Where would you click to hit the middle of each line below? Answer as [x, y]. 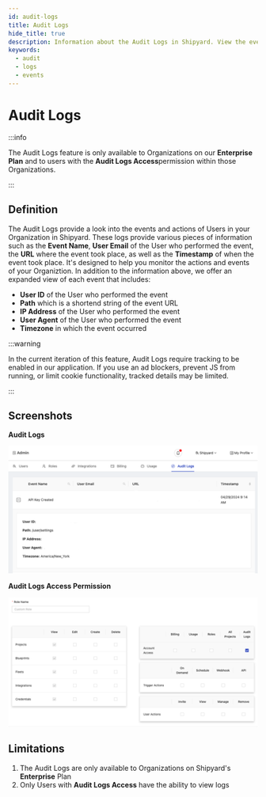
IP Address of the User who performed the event [100, 311]
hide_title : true [37, 33]
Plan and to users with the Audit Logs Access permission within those [122, 161]
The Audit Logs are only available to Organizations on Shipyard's [125, 768]
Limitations [36, 749]
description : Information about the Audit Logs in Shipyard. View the [127, 42]
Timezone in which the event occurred [83, 328]
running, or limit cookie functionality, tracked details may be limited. [119, 375]
